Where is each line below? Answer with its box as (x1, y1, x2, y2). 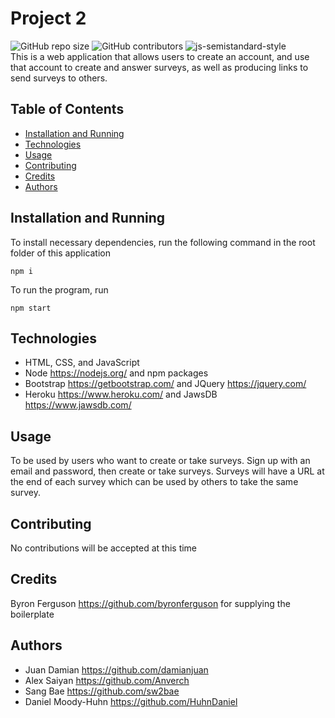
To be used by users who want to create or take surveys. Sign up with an (10, 455, 311, 467)
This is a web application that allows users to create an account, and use (10, 50, 310, 62)
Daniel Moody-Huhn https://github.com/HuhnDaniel (24, 695, 238, 707)
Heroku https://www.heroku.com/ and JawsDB (24, 388, 218, 401)
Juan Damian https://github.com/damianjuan (24, 663, 209, 676)
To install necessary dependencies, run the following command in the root (10, 236, 316, 248)
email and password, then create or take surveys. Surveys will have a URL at (10, 465, 325, 477)
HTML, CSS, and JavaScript (24, 357, 140, 369)
